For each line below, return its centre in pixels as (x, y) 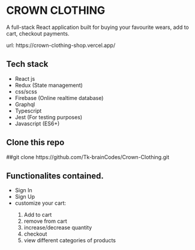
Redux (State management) (49, 85)
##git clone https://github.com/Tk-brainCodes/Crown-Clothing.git (88, 157)
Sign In (23, 190)
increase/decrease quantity (58, 228)
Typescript (28, 111)
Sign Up (25, 197)
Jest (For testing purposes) (49, 117)
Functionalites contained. (55, 176)
